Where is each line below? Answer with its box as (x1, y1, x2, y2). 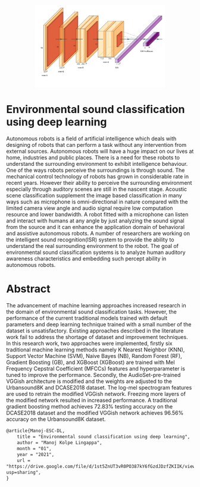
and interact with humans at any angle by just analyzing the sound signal (6, 217, 185, 224)
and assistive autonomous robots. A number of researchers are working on (6, 230, 190, 237)
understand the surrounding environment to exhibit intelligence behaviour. (6, 161, 188, 168)
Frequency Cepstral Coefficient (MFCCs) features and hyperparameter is (6, 365, 186, 372)
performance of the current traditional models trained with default (6, 315, 168, 322)
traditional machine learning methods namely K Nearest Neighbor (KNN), (6, 346, 185, 353)
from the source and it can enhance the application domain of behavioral (6, 224, 185, 231)
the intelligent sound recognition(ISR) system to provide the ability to (6, 236, 174, 243)
